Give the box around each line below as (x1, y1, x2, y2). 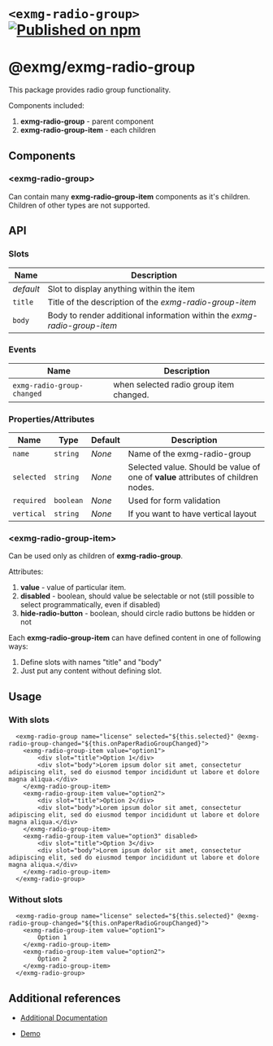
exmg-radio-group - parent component (19, 116, 154, 126)
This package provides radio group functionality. (8, 85, 171, 95)
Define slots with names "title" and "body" (19, 658, 162, 667)
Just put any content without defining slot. (19, 666, 162, 676)
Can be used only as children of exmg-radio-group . (8, 551, 184, 561)
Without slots (8, 894, 63, 905)
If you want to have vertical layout (128, 508, 258, 519)
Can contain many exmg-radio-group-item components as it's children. (8, 191, 250, 201)
